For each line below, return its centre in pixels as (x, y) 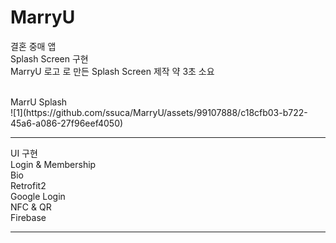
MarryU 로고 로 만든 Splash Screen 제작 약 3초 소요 (112, 71)
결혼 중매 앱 (33, 46)
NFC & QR (31, 207)
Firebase (28, 217)
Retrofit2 (28, 185)
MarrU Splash (39, 102)
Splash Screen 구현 (49, 58)
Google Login (38, 196)
